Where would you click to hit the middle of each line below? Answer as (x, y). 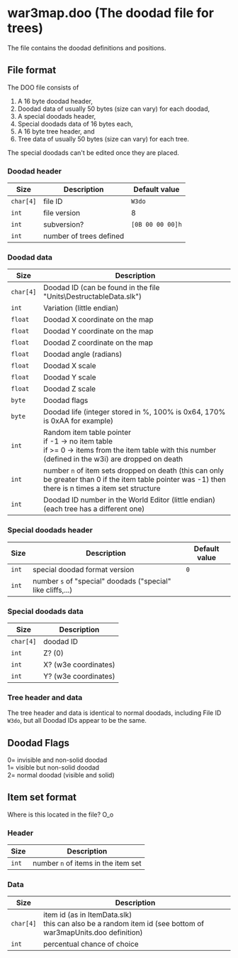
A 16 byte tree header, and (56, 131)
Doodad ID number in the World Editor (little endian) (130, 500)
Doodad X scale (70, 366)
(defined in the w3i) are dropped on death (113, 459)
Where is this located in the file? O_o (61, 814)
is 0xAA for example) (78, 421)
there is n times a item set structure (102, 488)
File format (32, 70)
